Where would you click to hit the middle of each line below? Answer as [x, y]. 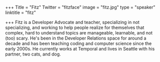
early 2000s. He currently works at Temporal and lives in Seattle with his [80, 49]
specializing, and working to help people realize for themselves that [75, 27]
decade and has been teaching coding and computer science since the [78, 43]
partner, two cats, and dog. [33, 54]
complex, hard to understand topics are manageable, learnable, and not [79, 33]
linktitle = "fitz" [20, 12]
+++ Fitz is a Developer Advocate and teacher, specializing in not [72, 22]
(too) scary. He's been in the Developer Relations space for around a [76, 38]
